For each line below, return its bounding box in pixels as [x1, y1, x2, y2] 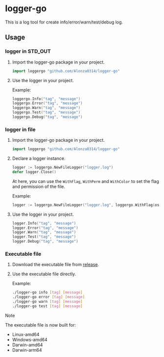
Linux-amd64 [12, 331, 40, 337]
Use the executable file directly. [12, 271, 76, 277]
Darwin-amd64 [12, 342, 43, 348]
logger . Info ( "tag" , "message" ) [12, 221, 76, 225]
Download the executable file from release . [12, 262, 99, 268]
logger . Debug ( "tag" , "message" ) [12, 239, 78, 244]
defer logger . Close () [12, 169, 57, 174]
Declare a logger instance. [12, 156, 66, 161]
